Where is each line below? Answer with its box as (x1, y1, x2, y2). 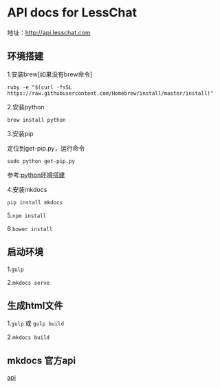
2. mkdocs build (7, 333, 50, 341)
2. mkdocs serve (7, 278, 50, 286)
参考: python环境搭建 (7, 171, 65, 179)
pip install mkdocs (7, 199, 63, 206)
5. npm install (7, 211, 47, 219)
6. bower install (7, 224, 53, 233)
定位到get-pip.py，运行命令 (7, 144, 85, 152)
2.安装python (7, 103, 45, 111)
